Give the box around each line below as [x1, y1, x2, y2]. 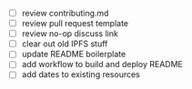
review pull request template [21, 18, 129, 29]
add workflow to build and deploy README [21, 59, 184, 70]
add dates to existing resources [21, 69, 140, 80]
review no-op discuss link [21, 28, 119, 39]
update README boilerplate [21, 49, 126, 60]
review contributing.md [21, 8, 109, 18]
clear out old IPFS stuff [21, 38, 108, 49]
